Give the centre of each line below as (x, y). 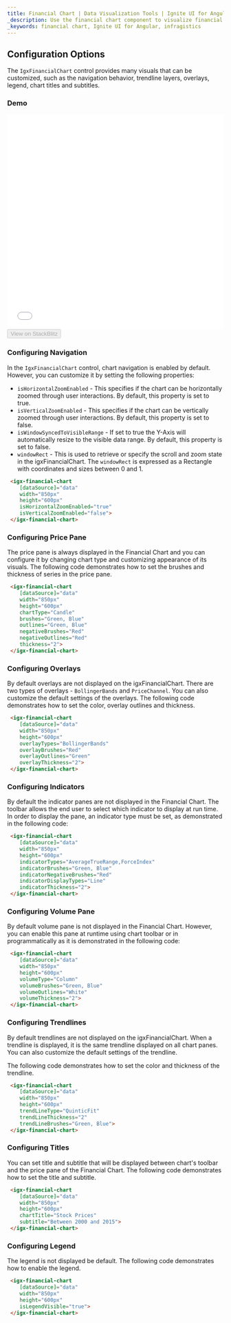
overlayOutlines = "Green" (55, 756)
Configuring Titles (38, 1148)
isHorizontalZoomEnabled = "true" (66, 507)
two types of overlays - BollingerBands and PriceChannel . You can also (108, 691)
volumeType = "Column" (49, 979)
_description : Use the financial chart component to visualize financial (115, 20)
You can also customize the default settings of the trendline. (92, 1052)
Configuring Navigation (47, 353)
